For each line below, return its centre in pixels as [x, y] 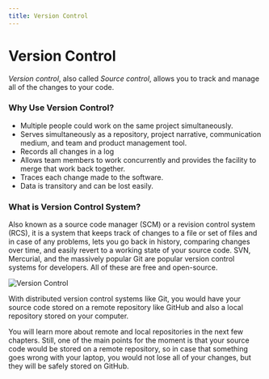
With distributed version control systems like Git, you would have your [124, 299]
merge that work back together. [73, 168]
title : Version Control [48, 16]
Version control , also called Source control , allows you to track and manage [134, 79]
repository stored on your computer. [69, 316]
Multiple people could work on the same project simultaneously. [126, 126]
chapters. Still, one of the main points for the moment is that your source [129, 340]
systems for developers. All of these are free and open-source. [113, 267]
